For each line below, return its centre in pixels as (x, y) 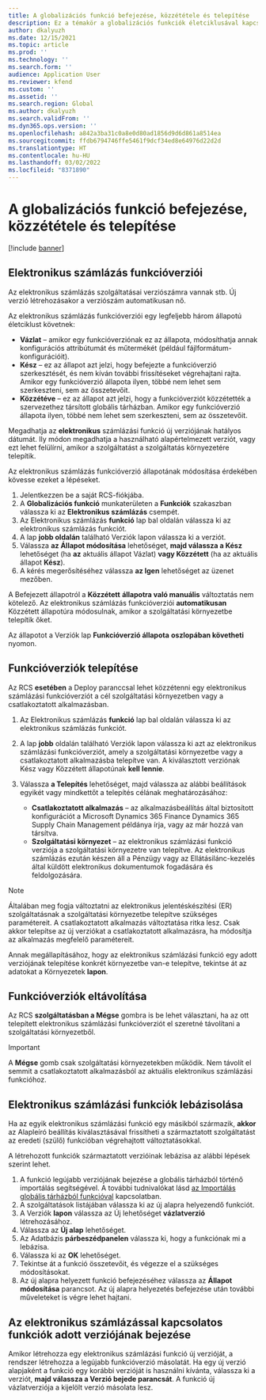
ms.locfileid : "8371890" (49, 170)
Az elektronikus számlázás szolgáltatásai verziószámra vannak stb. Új (122, 292)
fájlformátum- (209, 348)
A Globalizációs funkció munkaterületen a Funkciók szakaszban (125, 503)
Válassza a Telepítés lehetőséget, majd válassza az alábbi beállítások (133, 784)
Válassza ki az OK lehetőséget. (70, 1255)
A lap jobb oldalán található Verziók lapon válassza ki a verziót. (123, 537)
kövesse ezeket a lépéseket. (54, 479)
